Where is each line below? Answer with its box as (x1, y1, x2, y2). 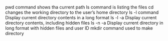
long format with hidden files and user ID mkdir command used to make (5, 25, 153, 31)
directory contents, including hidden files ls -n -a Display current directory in (5, 20, 163, 26)
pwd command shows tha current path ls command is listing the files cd (5, 4, 154, 10)
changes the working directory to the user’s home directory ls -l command (5, 9, 159, 15)
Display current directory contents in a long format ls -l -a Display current (5, 15, 157, 20)
